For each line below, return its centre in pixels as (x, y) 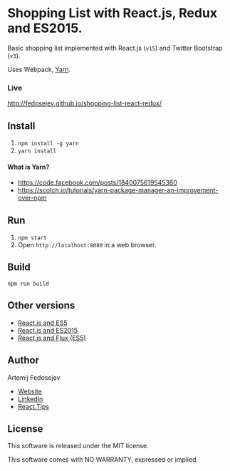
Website (30, 391)
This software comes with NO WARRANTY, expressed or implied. (103, 460)
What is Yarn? (28, 167)
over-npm (32, 198)
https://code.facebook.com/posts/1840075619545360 (98, 182)
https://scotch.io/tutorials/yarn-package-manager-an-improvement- (118, 190)
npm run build (28, 284)
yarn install (37, 151)
